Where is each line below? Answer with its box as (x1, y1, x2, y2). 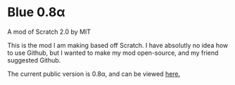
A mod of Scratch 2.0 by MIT (7, 27, 91, 36)
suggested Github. (7, 55, 61, 64)
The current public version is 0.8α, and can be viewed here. (7, 70, 181, 78)
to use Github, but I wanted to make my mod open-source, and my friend (7, 48, 219, 57)
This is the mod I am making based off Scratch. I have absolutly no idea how (7, 41, 229, 49)
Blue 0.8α (7, 4, 65, 20)
